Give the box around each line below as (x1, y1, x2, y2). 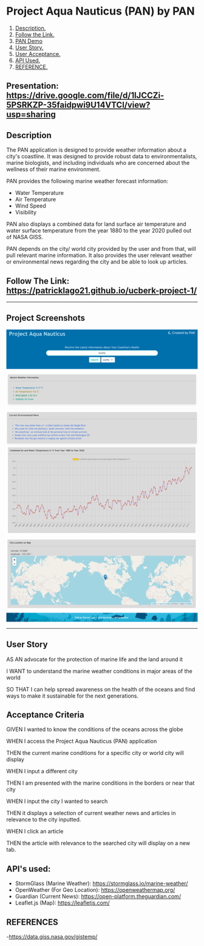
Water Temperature (15, 189, 64, 197)
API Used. (15, 57, 41, 64)
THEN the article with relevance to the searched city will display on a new (6, 839, 190, 847)
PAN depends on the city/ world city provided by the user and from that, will (6, 245, 196, 253)
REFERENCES (6, 917, 59, 927)
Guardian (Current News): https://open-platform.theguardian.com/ (15, 893, 181, 900)
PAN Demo (15, 37, 42, 44)
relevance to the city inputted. (6, 816, 81, 823)
